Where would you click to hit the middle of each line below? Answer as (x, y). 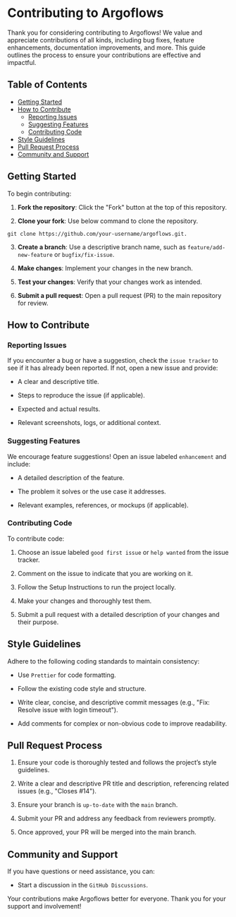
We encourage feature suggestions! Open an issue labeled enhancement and (117, 456)
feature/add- (206, 247)
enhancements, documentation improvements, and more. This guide (106, 47)
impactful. (22, 62)
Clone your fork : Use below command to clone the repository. (108, 221)
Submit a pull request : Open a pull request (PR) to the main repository (119, 295)
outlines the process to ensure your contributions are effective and (104, 55)
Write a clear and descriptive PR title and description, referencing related (123, 784)
